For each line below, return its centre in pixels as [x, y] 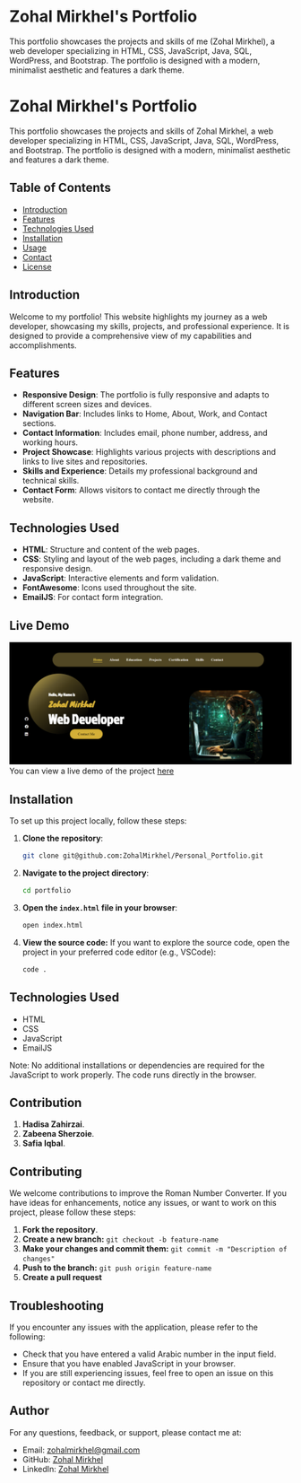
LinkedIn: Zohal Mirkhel [65, 1469]
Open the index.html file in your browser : [99, 908]
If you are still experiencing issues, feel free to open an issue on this [148, 1374]
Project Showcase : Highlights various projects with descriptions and [149, 452]
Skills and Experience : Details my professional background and [140, 471]
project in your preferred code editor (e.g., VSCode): [119, 952]
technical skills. [51, 481]
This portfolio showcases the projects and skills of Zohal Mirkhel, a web [142, 131]
